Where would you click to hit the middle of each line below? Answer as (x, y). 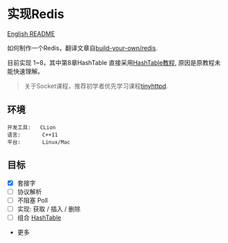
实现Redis (36, 14)
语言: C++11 (32, 135)
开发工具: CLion (31, 127)
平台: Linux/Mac (39, 142)
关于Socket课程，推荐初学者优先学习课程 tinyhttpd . (96, 86)
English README (31, 33)
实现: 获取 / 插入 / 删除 (49, 208)
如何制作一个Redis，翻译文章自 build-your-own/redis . (82, 48)
